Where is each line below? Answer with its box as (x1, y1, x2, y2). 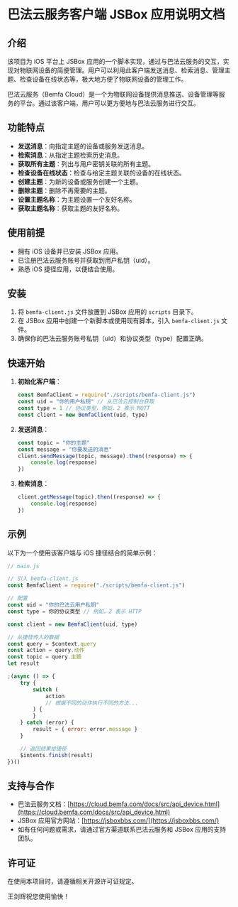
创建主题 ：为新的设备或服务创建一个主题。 (17, 177, 142, 185)
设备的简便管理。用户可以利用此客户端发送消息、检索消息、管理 (38, 66, 225, 75)
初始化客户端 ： (17, 377, 62, 386)
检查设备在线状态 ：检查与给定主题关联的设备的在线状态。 (17, 168, 186, 177)
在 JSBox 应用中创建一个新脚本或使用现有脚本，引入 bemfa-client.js (17, 317, 220, 325)
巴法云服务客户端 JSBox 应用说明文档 (7, 6, 225, 23)
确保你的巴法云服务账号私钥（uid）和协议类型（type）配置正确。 (17, 335, 208, 343)
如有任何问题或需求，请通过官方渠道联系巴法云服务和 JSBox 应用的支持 (17, 825, 227, 834)
